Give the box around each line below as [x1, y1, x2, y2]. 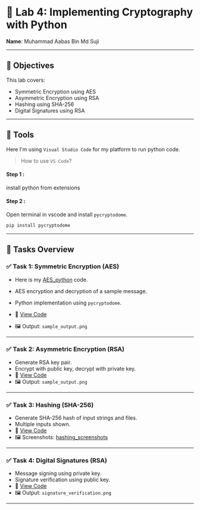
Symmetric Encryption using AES [14, 88, 96, 95]
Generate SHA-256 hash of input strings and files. [14, 414, 137, 422]
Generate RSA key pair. [14, 359, 72, 366]
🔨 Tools [6, 130, 35, 140]
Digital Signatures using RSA [14, 107, 85, 114]
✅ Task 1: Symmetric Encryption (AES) [6, 262, 120, 270]
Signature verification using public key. [14, 476, 111, 483]
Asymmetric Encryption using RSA [14, 94, 99, 101]
